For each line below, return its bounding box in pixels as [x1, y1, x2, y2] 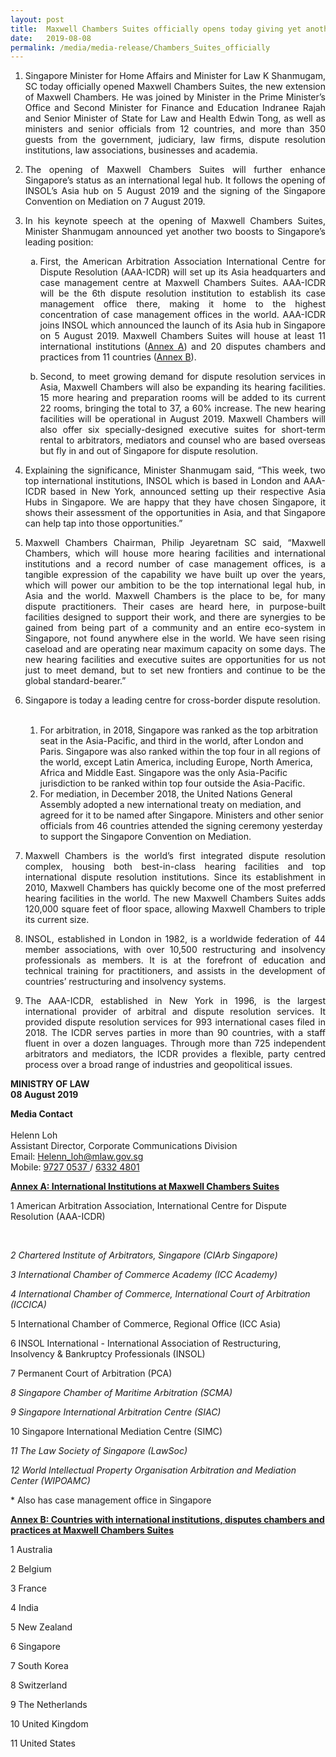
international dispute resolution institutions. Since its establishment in [24, 871, 326, 883]
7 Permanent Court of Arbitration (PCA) [10, 1367, 173, 1380]
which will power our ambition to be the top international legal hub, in [24, 579, 326, 591]
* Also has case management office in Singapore [10, 1494, 212, 1506]
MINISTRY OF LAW [10, 1078, 90, 1090]
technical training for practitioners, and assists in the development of [24, 965, 326, 977]
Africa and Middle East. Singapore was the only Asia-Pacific [39, 767, 288, 779]
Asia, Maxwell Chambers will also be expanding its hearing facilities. [39, 381, 326, 393]
